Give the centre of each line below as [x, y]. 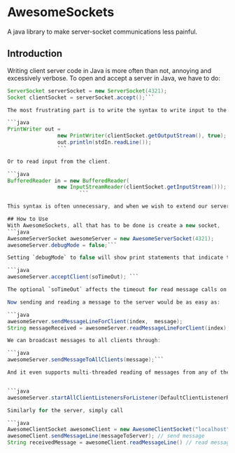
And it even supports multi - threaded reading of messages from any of [112, 372]
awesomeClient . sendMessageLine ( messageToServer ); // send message [106, 436]
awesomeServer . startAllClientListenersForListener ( [84, 398]
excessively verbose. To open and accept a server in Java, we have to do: [114, 78]
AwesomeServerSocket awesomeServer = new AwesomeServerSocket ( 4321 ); [111, 238]
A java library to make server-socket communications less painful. [102, 32]
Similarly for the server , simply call [65, 410]
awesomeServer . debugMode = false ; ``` [62, 245]
